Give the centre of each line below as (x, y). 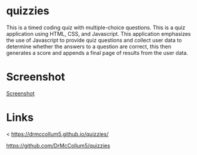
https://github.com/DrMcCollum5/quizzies (58, 145)
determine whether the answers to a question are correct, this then (89, 46)
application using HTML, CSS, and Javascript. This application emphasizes (99, 33)
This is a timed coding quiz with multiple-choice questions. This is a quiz (96, 27)
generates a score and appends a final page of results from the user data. (97, 52)
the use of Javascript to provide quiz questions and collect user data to (94, 40)
